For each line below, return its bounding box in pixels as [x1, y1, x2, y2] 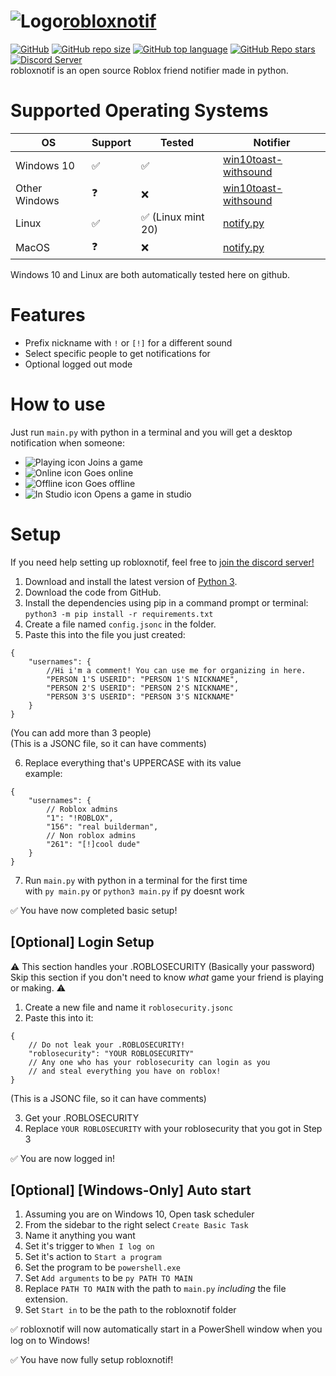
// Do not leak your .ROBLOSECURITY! [28, 1040, 186, 1050]
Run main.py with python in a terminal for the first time [24, 874, 248, 886]
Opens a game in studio [93, 488, 192, 500]
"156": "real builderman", [46, 821, 159, 832]
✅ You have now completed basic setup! [10, 904, 178, 916]
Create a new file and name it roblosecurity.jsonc [24, 1001, 234, 1013]
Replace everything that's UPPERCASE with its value [24, 756, 242, 769]
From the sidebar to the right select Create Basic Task [24, 1219, 249, 1231]
